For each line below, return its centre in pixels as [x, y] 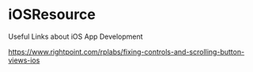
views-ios [24, 60]
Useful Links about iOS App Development [76, 36]
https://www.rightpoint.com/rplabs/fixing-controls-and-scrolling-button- [126, 51]
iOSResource [52, 15]
